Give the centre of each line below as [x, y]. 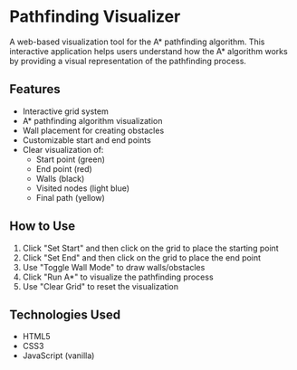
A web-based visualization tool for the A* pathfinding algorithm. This [137, 42]
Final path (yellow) [71, 197]
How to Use [43, 227]
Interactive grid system [65, 111]
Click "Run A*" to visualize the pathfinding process [118, 277]
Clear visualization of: [63, 149]
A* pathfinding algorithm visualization [92, 120]
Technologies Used [65, 314]
